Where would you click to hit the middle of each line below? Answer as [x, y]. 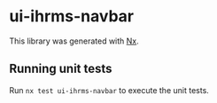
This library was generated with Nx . [74, 41]
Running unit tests [61, 69]
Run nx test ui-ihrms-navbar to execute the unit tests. [109, 90]
